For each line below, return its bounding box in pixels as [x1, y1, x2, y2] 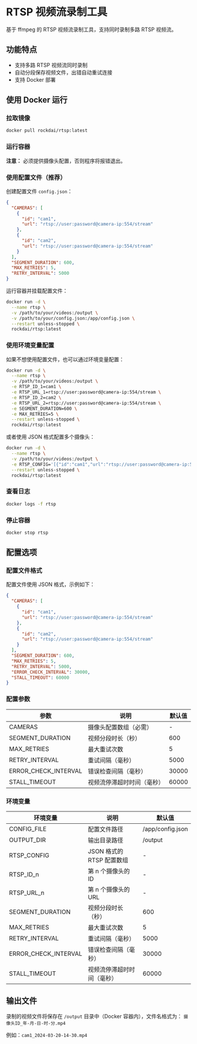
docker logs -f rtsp [6, 501, 57, 507]
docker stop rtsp [6, 530, 49, 536]
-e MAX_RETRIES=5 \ [11, 411, 59, 417]
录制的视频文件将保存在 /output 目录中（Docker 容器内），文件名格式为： [6, 1012, 183, 1019]
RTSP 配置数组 [87, 856, 128, 864]
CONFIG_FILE [9, 824, 47, 833]
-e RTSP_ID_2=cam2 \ [11, 395, 62, 400]
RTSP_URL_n [9, 888, 45, 897]
